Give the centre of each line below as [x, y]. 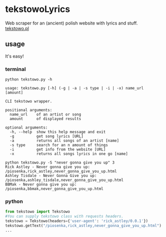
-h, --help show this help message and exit [58, 132]
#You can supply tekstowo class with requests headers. [64, 216]
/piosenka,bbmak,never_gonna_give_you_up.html [54, 189]
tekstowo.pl [17, 28]
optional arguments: [27, 128]
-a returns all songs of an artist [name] [65, 141]
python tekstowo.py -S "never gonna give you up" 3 [60, 163]
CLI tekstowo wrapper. [29, 101]
